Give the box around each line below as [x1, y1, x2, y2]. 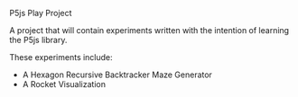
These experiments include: [9, 52, 113, 62]
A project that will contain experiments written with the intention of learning [9, 25, 290, 35]
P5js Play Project [9, 8, 72, 18]
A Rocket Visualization [22, 79, 107, 89]
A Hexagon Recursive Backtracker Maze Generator [22, 69, 212, 80]
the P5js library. [9, 35, 68, 45]
